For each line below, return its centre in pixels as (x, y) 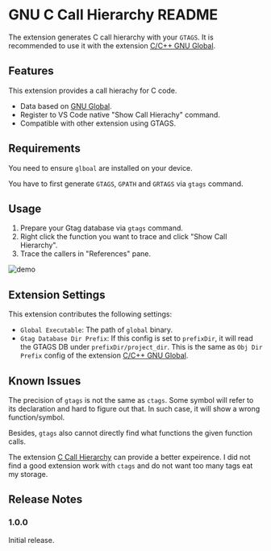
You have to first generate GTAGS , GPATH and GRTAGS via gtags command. (126, 184)
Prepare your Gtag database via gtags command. (102, 228)
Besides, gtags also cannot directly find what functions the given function (130, 433)
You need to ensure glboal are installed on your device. (101, 168)
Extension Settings (57, 294)
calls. (17, 441)
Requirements (44, 149)
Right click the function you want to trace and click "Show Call (123, 237)
